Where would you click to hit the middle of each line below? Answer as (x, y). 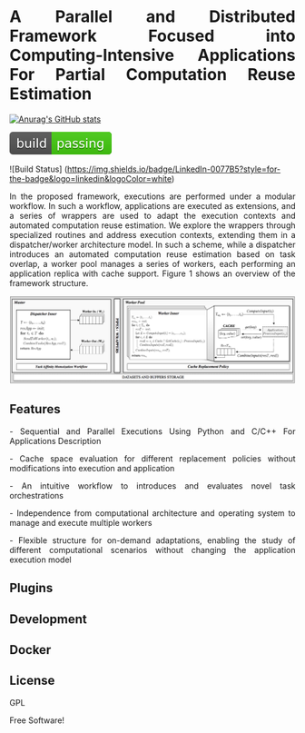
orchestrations (36, 495)
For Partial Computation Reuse (152, 75)
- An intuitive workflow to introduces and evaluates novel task (152, 485)
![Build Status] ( (39, 169)
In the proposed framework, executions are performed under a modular (152, 196)
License (32, 681)
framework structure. (49, 282)
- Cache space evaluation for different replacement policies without (152, 458)
